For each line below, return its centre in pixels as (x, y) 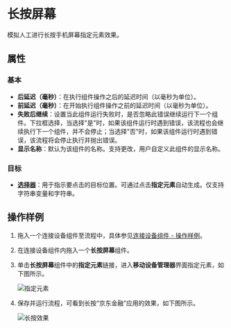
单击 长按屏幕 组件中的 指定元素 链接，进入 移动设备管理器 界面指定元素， (118, 265)
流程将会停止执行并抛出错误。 (78, 140)
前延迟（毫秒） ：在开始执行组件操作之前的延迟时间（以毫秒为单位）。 (114, 105)
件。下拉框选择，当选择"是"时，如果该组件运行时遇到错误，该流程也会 (117, 123)
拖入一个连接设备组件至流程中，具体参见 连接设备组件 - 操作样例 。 (112, 235)
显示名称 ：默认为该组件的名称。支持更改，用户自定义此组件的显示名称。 (120, 148)
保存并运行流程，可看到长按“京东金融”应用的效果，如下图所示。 (108, 303)
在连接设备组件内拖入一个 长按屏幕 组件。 (75, 250)
